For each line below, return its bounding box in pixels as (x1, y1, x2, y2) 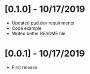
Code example (11, 25, 42, 31)
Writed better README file (11, 30, 66, 36)
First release (11, 64, 38, 70)
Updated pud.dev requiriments (11, 20, 75, 26)
